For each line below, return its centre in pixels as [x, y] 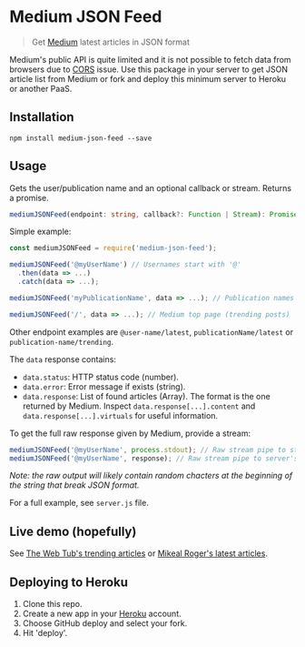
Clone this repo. [52, 604]
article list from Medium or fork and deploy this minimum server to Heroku [148, 78]
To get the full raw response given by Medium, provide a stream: [130, 433]
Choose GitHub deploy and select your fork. [105, 623]
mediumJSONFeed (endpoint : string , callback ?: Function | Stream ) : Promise [154, 214]
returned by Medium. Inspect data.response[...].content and [139, 406]
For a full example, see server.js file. [79, 503]
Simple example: [40, 232]
